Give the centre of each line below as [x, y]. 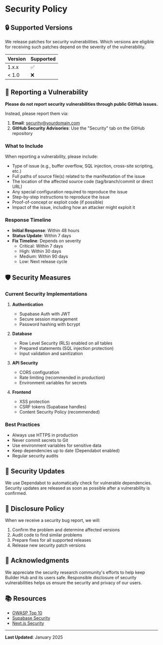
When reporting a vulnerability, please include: [52, 156]
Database [22, 334]
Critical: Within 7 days [41, 246]
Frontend [22, 392]
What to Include [24, 146]
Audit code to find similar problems [47, 535]
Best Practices [23, 425]
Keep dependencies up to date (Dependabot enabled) [66, 451]
